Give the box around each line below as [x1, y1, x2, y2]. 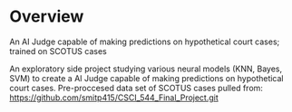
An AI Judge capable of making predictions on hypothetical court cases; [9, 36, 280, 47]
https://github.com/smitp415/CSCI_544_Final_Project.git [9, 92, 219, 103]
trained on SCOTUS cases [9, 45, 107, 56]
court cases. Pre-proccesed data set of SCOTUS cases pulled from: [9, 82, 263, 93]
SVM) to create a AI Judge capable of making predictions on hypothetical [9, 72, 284, 83]
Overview [9, 6, 84, 27]
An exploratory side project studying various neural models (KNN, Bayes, [9, 63, 283, 74]
